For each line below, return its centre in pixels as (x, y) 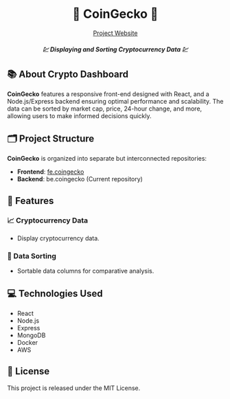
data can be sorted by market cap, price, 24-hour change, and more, (105, 109)
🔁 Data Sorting (32, 255)
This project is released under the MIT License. (74, 388)
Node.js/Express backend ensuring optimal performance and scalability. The (115, 102)
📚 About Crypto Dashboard (68, 74)
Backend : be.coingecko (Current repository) (80, 179)
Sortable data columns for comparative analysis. (85, 271)
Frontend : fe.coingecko (50, 172)
